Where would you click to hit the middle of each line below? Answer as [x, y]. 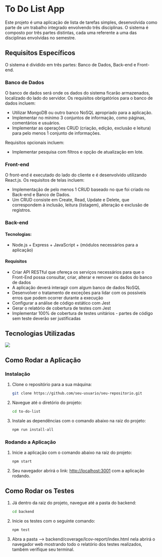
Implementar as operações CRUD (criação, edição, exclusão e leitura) [81, 128]
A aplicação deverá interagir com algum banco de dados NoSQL [76, 287]
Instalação [18, 374]
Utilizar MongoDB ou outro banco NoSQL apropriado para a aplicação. [82, 113]
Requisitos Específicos [40, 53]
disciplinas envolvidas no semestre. [41, 38]
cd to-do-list [26, 412]
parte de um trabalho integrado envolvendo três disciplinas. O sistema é [77, 27]
